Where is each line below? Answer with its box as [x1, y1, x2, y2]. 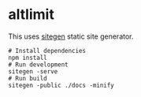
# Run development [8, 61, 69, 69]
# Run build [8, 74, 47, 82]
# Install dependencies [8, 47, 87, 54]
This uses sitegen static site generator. [8, 32, 134, 41]
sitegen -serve [8, 67, 58, 76]
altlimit [8, 6, 55, 24]
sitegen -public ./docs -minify [8, 81, 114, 89]
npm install [8, 54, 47, 62]
